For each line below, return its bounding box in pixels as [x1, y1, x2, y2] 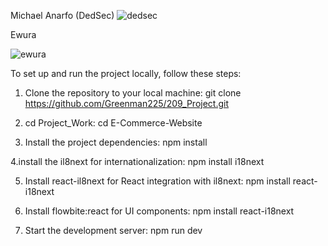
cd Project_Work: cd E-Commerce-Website [24, 117, 203, 129]
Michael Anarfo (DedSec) [10, 10, 115, 21]
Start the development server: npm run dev [24, 225, 203, 236]
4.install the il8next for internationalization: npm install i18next [10, 156, 265, 167]
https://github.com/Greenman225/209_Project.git [24, 98, 230, 109]
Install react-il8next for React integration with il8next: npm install [24, 175, 291, 187]
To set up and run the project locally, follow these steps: [10, 68, 242, 79]
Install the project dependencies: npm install [24, 136, 208, 148]
